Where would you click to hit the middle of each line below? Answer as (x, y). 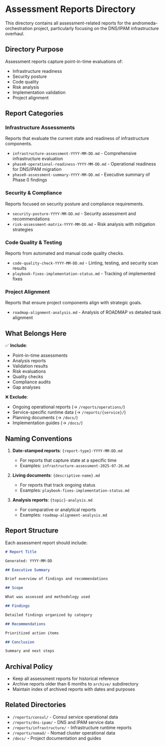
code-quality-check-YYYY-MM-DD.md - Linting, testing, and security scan (85, 263)
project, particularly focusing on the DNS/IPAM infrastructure (96, 28)
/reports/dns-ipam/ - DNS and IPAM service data (63, 722)
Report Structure (32, 531)
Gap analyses (26, 387)
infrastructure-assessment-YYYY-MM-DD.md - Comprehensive (75, 153)
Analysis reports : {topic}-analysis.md (53, 500)
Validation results (30, 366)
